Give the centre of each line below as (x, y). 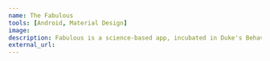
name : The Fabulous (41, 15)
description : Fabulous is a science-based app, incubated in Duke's (125, 38)
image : (19, 30)
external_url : (32, 45)
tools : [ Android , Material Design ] (68, 23)
